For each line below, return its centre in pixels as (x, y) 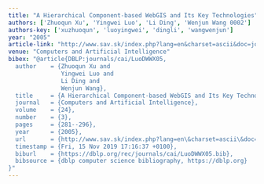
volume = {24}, (46, 110)
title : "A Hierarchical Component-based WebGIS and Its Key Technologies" (133, 15)
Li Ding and (81, 81)
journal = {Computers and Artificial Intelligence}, (107, 103)
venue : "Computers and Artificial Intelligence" (89, 52)
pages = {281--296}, (56, 124)
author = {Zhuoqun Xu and (63, 67)
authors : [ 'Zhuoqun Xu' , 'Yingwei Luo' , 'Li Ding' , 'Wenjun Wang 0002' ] (130, 23)
